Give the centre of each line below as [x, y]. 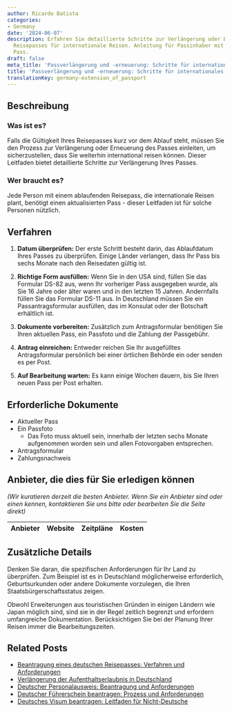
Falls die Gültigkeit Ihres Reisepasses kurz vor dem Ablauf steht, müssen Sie [116, 141]
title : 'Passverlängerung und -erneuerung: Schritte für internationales [116, 71]
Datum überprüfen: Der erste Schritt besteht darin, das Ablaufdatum [115, 249]
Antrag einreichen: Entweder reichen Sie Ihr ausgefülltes [99, 348]
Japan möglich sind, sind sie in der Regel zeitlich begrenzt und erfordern [110, 612]
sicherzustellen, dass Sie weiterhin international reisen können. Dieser [107, 156]
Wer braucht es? [36, 180]
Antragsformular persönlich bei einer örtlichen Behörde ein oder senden [119, 355]
